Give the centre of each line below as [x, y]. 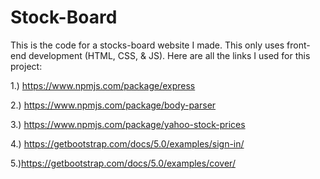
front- [298, 45]
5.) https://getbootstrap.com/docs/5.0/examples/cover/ [123, 163]
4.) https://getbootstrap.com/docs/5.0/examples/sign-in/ [127, 143]
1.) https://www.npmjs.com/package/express [103, 85]
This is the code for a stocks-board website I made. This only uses [147, 45]
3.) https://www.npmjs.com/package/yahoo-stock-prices [128, 124]
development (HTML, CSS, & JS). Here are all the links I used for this [169, 55]
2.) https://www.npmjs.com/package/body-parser [113, 105]
